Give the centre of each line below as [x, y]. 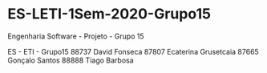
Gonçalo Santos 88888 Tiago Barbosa [71, 60]
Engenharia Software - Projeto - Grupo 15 [76, 36]
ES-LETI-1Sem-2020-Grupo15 [109, 14]
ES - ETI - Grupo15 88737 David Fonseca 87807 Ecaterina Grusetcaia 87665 [133, 51]
